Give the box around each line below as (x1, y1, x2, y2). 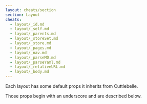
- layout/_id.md (10, 21, 45, 27)
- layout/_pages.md (10, 45, 52, 50)
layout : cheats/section (5, 7, 56, 13)
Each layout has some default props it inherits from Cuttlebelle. (5, 83, 138, 89)
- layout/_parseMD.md (10, 55, 56, 60)
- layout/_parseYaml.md (10, 60, 60, 65)
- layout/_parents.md (10, 31, 56, 36)
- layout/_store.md (10, 41, 52, 46)
